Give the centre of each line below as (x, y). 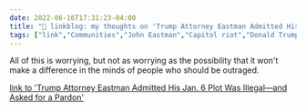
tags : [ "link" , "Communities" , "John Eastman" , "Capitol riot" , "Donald (142, 35)
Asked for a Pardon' (47, 97)
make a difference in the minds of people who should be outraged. (134, 70)
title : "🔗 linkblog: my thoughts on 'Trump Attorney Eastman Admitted (146, 26)
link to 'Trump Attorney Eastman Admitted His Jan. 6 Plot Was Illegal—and (148, 88)
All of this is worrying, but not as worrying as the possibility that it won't (144, 61)
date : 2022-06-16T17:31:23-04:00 (73, 18)
